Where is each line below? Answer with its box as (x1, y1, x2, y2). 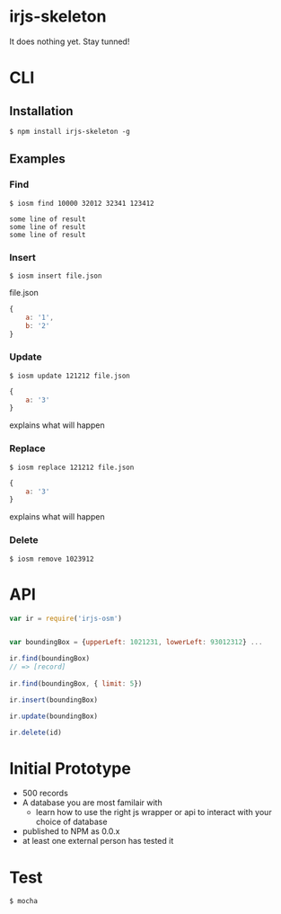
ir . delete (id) (9, 728, 63, 737)
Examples (9, 151, 66, 167)
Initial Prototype (9, 758, 132, 778)
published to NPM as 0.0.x (22, 826, 120, 837)
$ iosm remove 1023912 (9, 555, 94, 563)
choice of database (35, 816, 108, 828)
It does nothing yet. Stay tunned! (9, 36, 130, 47)
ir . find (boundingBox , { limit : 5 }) (9, 679, 143, 688)
